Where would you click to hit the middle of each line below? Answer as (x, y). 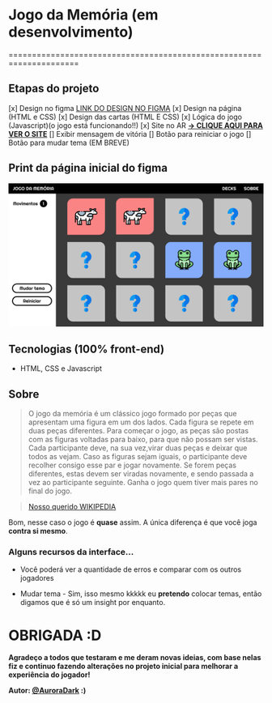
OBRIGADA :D (55, 635)
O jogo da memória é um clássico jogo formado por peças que (132, 414)
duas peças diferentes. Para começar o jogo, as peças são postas (138, 431)
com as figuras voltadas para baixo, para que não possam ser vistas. (143, 440)
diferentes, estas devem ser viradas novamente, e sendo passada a (141, 474)
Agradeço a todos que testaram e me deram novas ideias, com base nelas (135, 658)
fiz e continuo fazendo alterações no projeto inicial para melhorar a (123, 667)
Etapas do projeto (54, 89)
